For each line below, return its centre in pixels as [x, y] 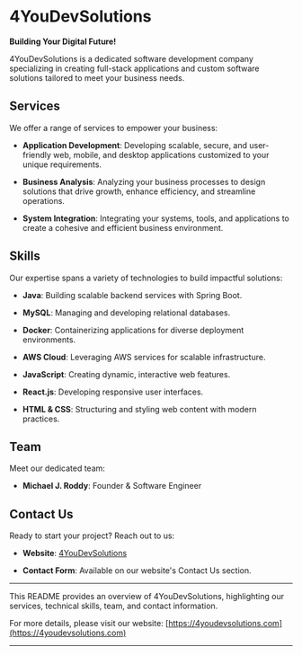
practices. [41, 419]
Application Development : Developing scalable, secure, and [135, 145]
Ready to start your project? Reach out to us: [92, 536]
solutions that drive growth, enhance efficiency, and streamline [139, 191]
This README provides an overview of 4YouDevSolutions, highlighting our [147, 597]
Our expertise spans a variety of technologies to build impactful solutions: [146, 278]
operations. [44, 200]
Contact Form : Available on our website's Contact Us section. [137, 571]
